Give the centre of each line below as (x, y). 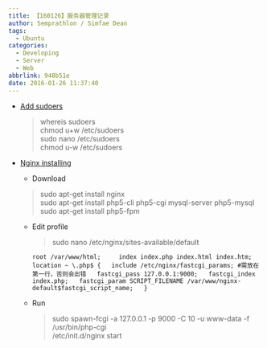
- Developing (37, 53)
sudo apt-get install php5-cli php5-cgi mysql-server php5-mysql (147, 203)
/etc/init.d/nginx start (87, 335)
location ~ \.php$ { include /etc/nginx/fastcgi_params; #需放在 (146, 265)
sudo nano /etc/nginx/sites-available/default (125, 242)
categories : (28, 46)
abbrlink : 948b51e (39, 76)
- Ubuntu (30, 38)
